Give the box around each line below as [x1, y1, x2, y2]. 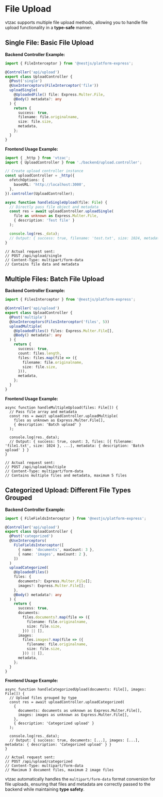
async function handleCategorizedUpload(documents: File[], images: [5, 687, 147, 692]
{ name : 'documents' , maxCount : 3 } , [17, 547, 95, 552]
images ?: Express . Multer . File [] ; [17, 583, 86, 588]
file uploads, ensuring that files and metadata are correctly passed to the [5, 781, 151, 787]
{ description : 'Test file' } [14, 218, 75, 223]
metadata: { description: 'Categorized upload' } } [5, 742, 112, 747]
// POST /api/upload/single [5, 253, 62, 258]
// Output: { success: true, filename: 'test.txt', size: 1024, [9, 236, 142, 240]
